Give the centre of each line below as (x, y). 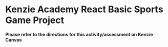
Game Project (35, 20)
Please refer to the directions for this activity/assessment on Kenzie (79, 34)
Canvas (14, 40)
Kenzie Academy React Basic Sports (84, 9)
